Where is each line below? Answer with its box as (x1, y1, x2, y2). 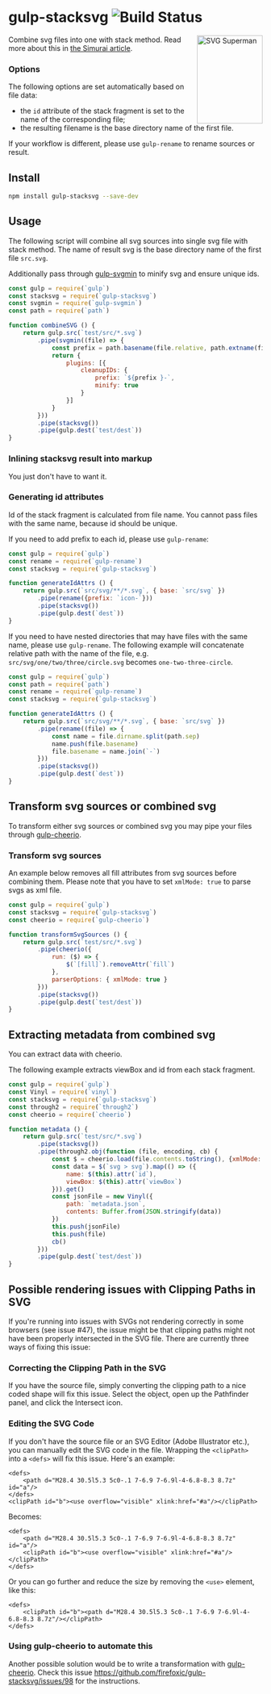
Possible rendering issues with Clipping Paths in (8, 1282, 256, 1296)
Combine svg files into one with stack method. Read (8, 35, 181, 44)
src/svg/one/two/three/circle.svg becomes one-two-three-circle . (8, 657, 234, 667)
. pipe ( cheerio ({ (37, 945, 92, 954)
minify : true (94, 382, 139, 390)
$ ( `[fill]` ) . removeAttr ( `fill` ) (65, 960, 175, 968)
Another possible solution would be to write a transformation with (8, 1658, 226, 1668)
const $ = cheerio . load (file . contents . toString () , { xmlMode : (51, 1155, 262, 1163)
